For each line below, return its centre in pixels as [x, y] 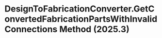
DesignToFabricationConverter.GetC [80, 9]
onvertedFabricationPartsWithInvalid [81, 19]
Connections [31, 29]
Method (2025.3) [94, 29]
